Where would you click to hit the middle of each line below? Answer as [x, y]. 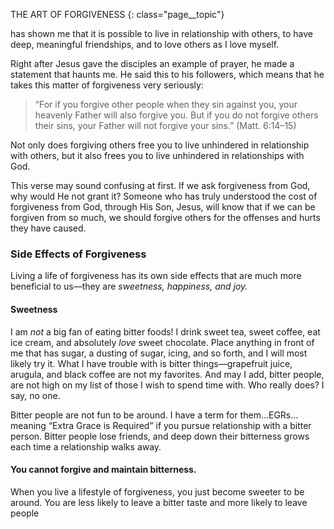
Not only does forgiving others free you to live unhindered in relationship [160, 145]
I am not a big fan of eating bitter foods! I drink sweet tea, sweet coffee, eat [165, 331]
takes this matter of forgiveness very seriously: [107, 85]
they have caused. [48, 228]
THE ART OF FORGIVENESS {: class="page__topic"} [117, 14]
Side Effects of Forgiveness [78, 254]
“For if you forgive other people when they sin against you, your [166, 104]
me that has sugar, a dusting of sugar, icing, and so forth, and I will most [159, 353]
